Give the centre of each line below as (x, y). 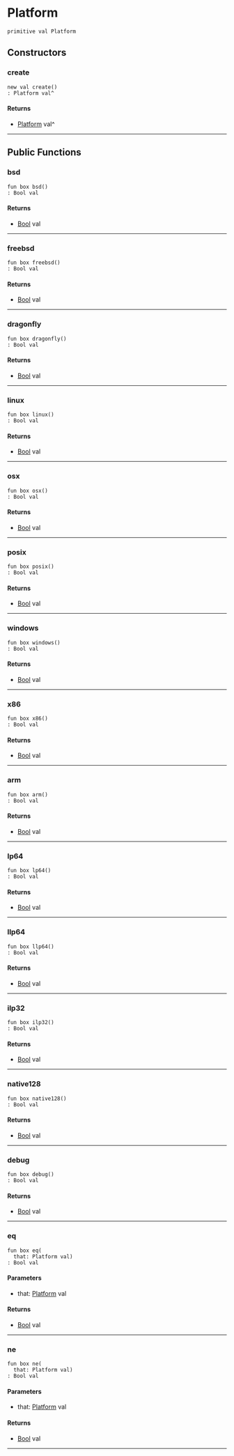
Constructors (37, 53)
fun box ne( (24, 1364)
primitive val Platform (42, 31)
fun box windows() (34, 642)
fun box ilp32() (31, 1023)
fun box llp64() (31, 946)
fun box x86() (28, 719)
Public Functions (44, 152)
